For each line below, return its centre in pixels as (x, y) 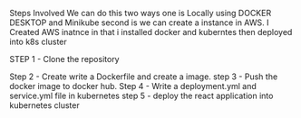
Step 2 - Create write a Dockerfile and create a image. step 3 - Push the (144, 77)
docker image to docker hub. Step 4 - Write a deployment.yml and (133, 86)
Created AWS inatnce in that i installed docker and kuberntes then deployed (151, 32)
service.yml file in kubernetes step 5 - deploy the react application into (141, 95)
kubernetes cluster (44, 105)
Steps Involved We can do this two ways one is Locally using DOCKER (141, 13)
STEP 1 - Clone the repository (64, 59)
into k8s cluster (39, 41)
